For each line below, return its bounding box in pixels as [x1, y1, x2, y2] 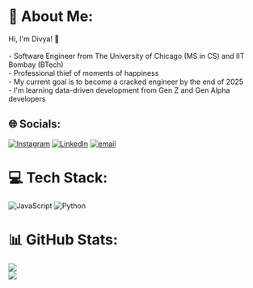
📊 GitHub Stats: [8, 230, 119, 248]
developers [8, 94, 46, 103]
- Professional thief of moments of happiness [8, 68, 159, 77]
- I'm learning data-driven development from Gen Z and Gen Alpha [8, 85, 230, 95]
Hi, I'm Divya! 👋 [8, 34, 60, 44]
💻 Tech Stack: [8, 169, 108, 186]
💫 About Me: [8, 7, 94, 26]
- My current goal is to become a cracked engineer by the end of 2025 [8, 77, 244, 86]
